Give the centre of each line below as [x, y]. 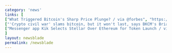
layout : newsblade [24, 38]
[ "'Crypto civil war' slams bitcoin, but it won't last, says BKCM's [81, 24]
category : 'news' [23, 10]
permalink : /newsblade [29, 43]
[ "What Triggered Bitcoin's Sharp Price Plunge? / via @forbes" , [76, 19]
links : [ [14, 15]
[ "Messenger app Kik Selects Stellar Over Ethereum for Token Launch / [83, 29]
